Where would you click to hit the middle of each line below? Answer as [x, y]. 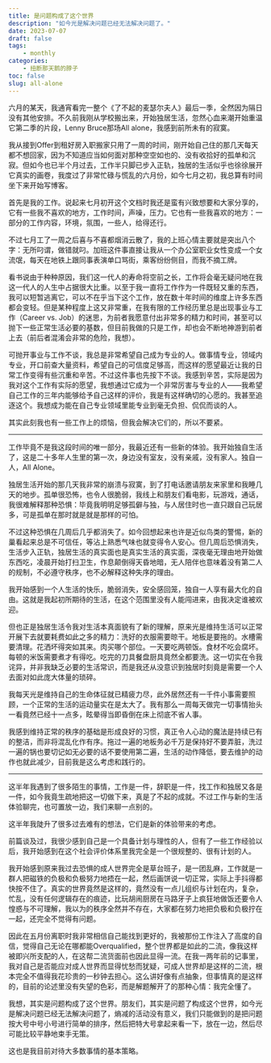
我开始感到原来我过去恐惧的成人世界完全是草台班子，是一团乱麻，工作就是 [132, 868]
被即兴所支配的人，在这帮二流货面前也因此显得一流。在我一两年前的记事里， [135, 956]
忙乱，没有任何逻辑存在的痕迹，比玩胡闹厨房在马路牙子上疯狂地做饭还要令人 [135, 898]
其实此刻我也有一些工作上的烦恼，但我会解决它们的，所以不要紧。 [118, 422]
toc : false [27, 76]
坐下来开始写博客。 [40, 185]
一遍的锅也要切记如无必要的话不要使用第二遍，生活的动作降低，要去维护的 [132, 751]
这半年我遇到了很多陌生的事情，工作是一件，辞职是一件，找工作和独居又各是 [135, 786]
